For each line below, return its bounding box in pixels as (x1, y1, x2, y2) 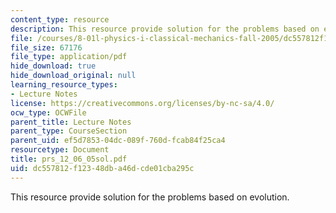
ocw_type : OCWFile (10, 107, 87, 118)
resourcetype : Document (10, 145, 110, 155)
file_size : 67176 (10, 42, 83, 53)
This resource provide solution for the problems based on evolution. (10, 191, 290, 203)
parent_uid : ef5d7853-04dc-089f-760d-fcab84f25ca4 (10, 136, 226, 146)
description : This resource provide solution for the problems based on (10, 24, 320, 34)
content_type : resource (10, 14, 110, 25)
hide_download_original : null (10, 71, 137, 81)
